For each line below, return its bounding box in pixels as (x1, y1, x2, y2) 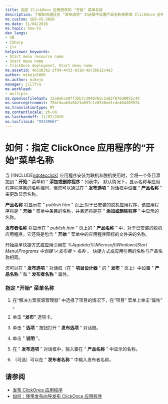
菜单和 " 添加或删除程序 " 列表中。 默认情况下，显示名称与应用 (31, 178, 160, 184)
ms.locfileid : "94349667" (5, 119, 59, 124)
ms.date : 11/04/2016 (5, 21, 48, 27)
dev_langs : (5, 31, 28, 36)
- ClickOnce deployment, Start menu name (5, 63, 93, 68)
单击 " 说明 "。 (12, 335, 42, 341)
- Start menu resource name (5, 54, 64, 59)
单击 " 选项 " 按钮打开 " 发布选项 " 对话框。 (12, 324, 101, 330)
